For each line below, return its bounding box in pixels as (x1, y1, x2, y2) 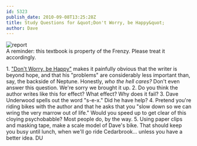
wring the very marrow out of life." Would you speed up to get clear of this (6, 109, 187, 116)
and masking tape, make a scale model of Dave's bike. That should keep (6, 122, 182, 129)
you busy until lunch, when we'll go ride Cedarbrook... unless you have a (6, 128, 183, 135)
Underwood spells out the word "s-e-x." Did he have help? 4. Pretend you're (6, 97, 192, 104)
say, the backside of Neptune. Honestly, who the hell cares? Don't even (6, 78, 180, 85)
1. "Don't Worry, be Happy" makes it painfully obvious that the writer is (6, 66, 178, 73)
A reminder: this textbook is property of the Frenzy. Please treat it (6, 48, 165, 55)
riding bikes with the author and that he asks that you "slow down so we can (6, 103, 192, 110)
